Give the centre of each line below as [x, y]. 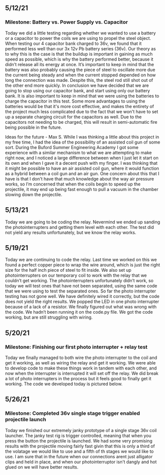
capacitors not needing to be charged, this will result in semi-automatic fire [81, 122]
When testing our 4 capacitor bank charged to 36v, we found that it [73, 43]
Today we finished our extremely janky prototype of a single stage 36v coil [81, 430]
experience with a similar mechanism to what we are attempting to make [78, 152]
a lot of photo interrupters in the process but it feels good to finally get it [78, 379]
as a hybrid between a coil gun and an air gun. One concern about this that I [82, 173]
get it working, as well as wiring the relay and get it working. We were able [81, 363]
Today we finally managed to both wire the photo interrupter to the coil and [81, 358]
